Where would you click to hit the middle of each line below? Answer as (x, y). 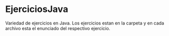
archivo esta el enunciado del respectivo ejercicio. (58, 28)
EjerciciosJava (37, 9)
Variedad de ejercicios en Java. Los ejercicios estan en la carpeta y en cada (85, 23)
